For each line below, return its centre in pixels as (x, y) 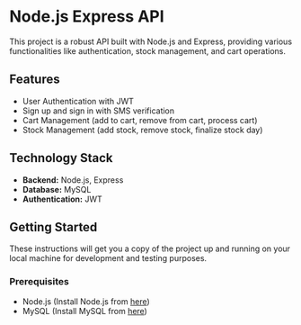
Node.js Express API (87, 17)
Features (35, 80)
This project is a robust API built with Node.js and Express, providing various (151, 41)
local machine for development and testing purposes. (108, 258)
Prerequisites (39, 282)
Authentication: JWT (62, 199)
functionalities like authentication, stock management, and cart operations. (147, 50)
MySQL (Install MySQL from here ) (85, 311)
